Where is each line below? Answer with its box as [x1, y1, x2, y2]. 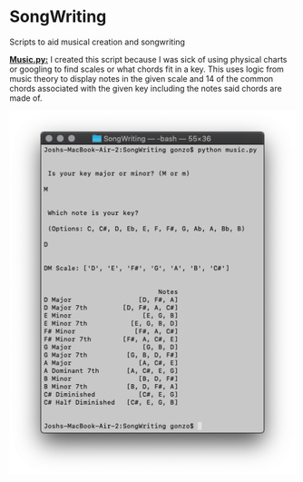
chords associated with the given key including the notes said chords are [9, 83, 283, 93]
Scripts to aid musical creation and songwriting [9, 36, 186, 47]
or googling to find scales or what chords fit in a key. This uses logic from [9, 64, 284, 74]
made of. [9, 93, 43, 103]
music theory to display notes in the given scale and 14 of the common [9, 73, 274, 84]
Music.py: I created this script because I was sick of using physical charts [9, 54, 288, 64]
